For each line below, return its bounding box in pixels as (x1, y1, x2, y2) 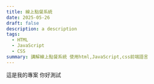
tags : (6, 31, 20, 37)
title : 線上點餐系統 (6, 8, 53, 15)
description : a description (6, 25, 78, 32)
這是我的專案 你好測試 (6, 71, 61, 79)
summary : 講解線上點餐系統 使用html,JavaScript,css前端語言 (6, 54, 149, 60)
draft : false (6, 20, 39, 26)
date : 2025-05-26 (6, 15, 50, 21)
